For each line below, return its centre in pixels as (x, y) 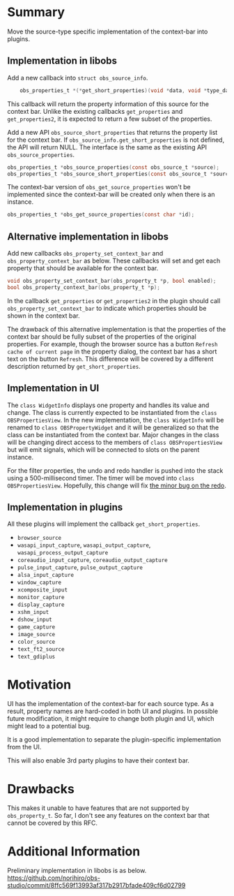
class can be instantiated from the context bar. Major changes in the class (113, 434)
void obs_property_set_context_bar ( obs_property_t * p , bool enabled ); (112, 281)
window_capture (39, 583)
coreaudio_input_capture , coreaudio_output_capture (93, 560)
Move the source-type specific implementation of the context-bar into (108, 31)
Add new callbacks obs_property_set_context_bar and (85, 254)
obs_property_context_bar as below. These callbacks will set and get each (114, 261)
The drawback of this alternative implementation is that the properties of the (117, 329)
